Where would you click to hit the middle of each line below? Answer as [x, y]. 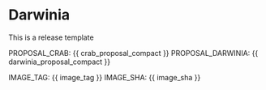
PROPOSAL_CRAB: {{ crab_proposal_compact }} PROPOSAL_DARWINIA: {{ [133, 53]
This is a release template [51, 37]
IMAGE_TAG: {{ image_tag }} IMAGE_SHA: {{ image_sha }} [105, 77]
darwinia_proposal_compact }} [60, 62]
